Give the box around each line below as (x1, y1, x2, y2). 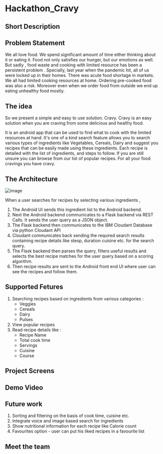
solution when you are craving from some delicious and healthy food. (5, 120, 144, 126)
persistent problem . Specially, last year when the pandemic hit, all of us (5, 67, 149, 73)
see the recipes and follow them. (12, 269, 78, 275)
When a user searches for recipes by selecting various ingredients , (5, 197, 141, 203)
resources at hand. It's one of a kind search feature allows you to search (5, 135, 150, 141)
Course (19, 353, 35, 359)
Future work (5, 400, 43, 408)
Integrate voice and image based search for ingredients (12, 418, 124, 424)
